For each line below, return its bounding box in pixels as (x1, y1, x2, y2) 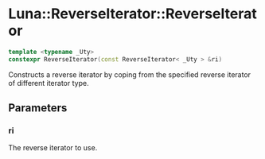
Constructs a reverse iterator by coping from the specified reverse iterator (8, 69, 251, 79)
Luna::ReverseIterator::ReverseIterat (8, 5, 257, 23)
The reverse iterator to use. (8, 143, 98, 153)
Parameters (8, 101, 68, 115)
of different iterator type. (8, 78, 89, 87)
